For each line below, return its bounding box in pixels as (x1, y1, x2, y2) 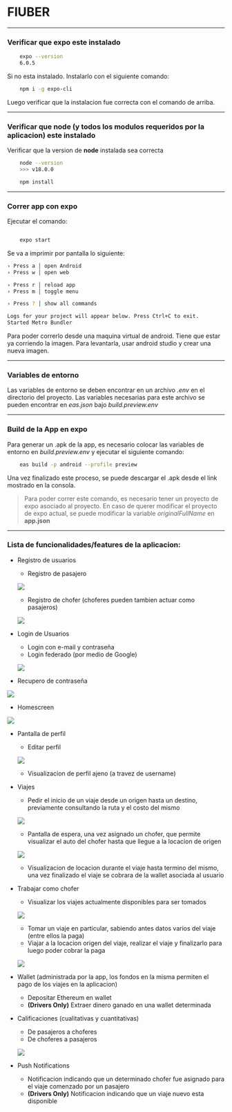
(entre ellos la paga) (27, 931, 85, 940)
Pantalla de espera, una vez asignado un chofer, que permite (27, 829, 201, 838)
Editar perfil (27, 742, 61, 751)
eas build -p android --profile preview (19, 461, 137, 468)
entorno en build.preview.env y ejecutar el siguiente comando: (7, 447, 184, 456)
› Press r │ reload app (7, 281, 76, 288)
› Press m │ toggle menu (7, 288, 79, 295)
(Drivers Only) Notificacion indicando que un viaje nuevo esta (27, 1089, 204, 1097)
